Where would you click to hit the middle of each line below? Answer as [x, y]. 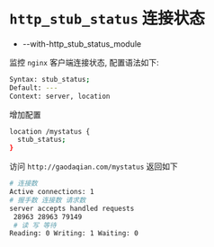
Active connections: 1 [52, 192]
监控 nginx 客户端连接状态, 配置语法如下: [84, 62]
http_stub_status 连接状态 [107, 18]
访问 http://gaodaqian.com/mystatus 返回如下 [94, 166]
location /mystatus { [50, 131]
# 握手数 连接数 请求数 [48, 200]
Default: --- [34, 88]
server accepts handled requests [72, 208]
